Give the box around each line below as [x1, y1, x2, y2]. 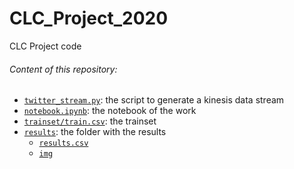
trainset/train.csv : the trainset [23, 115, 157, 127]
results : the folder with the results [23, 126, 167, 138]
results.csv [38, 138, 89, 149]
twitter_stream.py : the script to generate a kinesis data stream [23, 94, 285, 106]
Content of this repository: [9, 63, 118, 75]
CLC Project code [9, 40, 82, 52]
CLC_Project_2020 [9, 7, 169, 30]
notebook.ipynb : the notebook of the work [23, 105, 197, 117]
